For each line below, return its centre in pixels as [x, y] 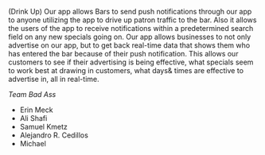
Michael [33, 143]
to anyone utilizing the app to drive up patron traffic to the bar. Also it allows [132, 20]
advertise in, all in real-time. [54, 79]
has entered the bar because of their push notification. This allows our [123, 54]
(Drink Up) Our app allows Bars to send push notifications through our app [130, 12]
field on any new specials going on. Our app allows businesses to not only [130, 37]
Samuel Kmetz [43, 127]
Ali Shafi [33, 118]
